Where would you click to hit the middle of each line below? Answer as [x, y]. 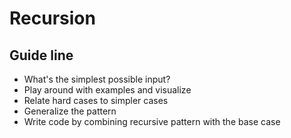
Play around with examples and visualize [107, 90]
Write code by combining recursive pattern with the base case [152, 121]
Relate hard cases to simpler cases [96, 100]
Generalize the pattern [70, 111]
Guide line [41, 55]
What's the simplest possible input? [97, 79]
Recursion [52, 18]
